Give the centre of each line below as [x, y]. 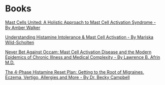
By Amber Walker [23, 27]
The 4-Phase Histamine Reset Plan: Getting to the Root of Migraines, [75, 72]
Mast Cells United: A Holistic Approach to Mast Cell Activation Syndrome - [81, 22]
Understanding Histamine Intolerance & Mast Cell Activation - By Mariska [79, 37]
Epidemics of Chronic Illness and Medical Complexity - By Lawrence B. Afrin [83, 57]
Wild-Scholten [20, 42]
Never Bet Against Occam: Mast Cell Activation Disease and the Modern [78, 52]
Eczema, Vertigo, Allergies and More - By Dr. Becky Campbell [67, 77]
